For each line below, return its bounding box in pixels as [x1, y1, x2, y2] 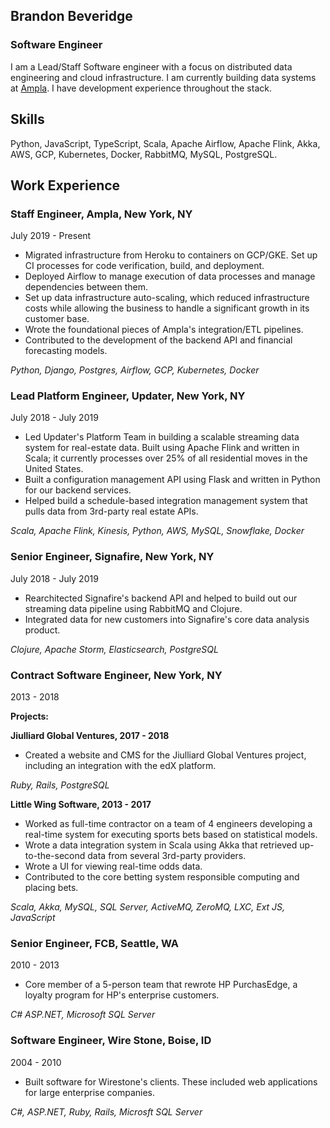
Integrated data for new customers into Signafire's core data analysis [24, 613, 310, 625]
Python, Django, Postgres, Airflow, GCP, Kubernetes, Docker [10, 364, 260, 376]
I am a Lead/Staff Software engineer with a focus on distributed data [10, 60, 293, 73]
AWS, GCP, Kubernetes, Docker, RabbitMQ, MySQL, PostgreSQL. [10, 148, 278, 160]
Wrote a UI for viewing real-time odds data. [24, 860, 203, 873]
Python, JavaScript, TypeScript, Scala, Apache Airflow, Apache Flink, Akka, [10, 137, 321, 149]
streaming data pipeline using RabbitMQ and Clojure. [24, 602, 243, 614]
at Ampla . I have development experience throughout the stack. [10, 82, 272, 94]
